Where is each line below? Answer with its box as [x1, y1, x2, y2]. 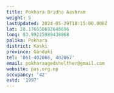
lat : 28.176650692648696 [6, 26, 69, 32]
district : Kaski [6, 43, 48, 50]
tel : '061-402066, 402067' [6, 54, 75, 61]
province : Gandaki [6, 49, 53, 55]
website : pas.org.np [6, 65, 59, 72]
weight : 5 [6, 15, 32, 21]
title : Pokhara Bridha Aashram [6, 9, 86, 15]
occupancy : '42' [6, 72, 48, 78]
